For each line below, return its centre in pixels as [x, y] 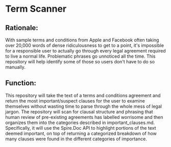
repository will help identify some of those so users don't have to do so [80, 62]
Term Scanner [36, 9]
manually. [15, 67]
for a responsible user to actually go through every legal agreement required [86, 51]
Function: [21, 83]
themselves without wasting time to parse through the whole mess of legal [84, 106]
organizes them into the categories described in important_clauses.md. [80, 122]
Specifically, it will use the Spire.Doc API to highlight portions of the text [81, 128]
